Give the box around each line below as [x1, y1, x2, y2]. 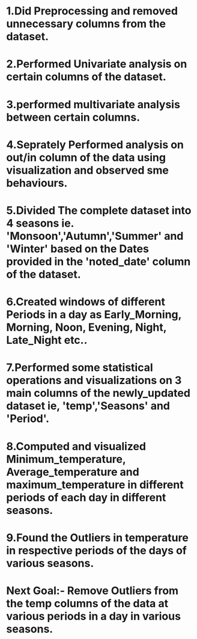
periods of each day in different [6, 491, 166, 504]
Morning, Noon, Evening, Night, [6, 320, 167, 334]
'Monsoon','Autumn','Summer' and [6, 229, 184, 243]
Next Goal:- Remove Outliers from [6, 584, 179, 598]
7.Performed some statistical [6, 361, 153, 375]
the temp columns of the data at [6, 596, 169, 610]
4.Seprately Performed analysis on [6, 138, 184, 151]
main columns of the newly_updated [6, 387, 191, 400]
